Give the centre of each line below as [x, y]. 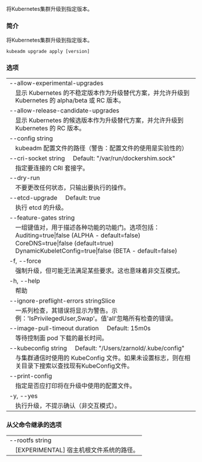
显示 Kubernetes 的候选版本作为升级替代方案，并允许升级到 [99, 120]
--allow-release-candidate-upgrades [64, 111]
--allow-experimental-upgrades [57, 83]
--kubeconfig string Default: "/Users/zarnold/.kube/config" [97, 348]
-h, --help [25, 280]
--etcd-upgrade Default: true [55, 198]
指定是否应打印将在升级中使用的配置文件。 [76, 386]
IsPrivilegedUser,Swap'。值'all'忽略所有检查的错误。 [103, 318]
